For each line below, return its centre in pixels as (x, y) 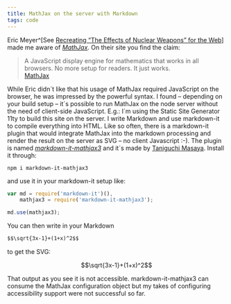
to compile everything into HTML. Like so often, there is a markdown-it (108, 126)
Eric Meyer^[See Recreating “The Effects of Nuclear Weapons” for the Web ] (115, 40)
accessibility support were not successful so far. (76, 293)
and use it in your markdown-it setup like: (67, 180)
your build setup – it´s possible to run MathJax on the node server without (113, 103)
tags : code (23, 20)
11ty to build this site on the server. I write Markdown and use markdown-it (113, 118)
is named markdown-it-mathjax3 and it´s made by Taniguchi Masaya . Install (115, 148)
